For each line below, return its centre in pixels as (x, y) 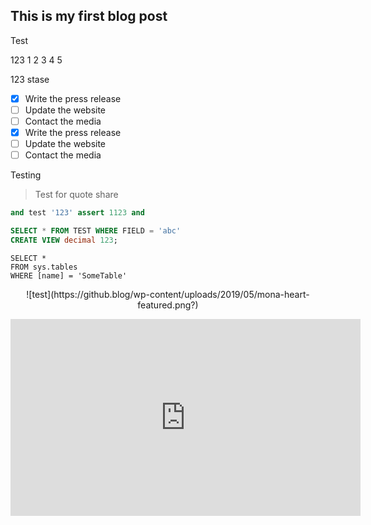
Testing (26, 175)
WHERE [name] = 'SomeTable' (69, 275)
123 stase (30, 79)
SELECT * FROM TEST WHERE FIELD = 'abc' (96, 231)
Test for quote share (76, 195)
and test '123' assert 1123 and (77, 213)
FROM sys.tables (44, 267)
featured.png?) (168, 305)
